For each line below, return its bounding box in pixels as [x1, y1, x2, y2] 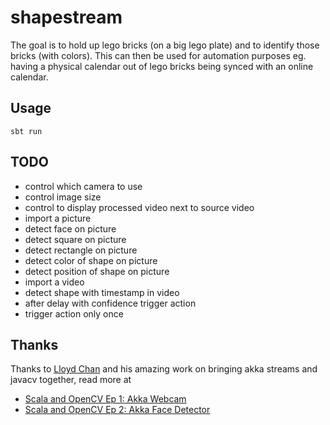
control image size [24, 191, 102, 203]
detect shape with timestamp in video [24, 286, 180, 298]
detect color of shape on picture [24, 254, 158, 266]
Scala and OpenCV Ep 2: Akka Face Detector [24, 404, 211, 416]
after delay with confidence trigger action [24, 297, 197, 309]
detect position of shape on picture [24, 265, 170, 277]
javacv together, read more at [10, 374, 132, 386]
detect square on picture [24, 233, 127, 245]
